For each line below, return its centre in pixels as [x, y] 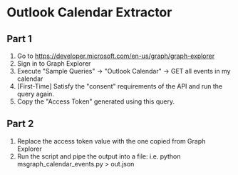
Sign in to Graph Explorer [54, 64]
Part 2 [20, 124]
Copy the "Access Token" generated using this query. [96, 101]
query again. [36, 94]
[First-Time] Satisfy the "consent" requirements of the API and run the [119, 86]
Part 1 [20, 39]
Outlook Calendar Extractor [89, 12]
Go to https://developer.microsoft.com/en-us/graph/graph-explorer [116, 56]
